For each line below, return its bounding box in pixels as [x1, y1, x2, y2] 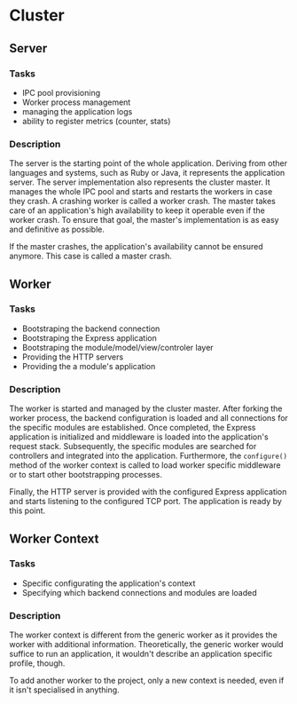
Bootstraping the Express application [21, 332, 157, 343]
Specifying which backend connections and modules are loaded [21, 587, 257, 597]
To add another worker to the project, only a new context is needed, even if [9, 676, 285, 686]
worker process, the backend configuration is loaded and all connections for [9, 413, 288, 423]
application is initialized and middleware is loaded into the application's [9, 431, 269, 442]
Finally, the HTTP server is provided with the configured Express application [9, 486, 287, 497]
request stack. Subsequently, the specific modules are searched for [9, 441, 257, 452]
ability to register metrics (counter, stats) [21, 115, 171, 126]
